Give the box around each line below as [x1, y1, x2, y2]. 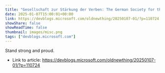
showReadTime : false [5, 25, 48, 30]
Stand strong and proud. [5, 47, 55, 54]
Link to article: [12, 57, 41, 63]
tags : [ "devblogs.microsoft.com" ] [5, 35, 76, 39]
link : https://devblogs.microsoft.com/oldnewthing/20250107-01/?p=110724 [5, 16, 160, 21]
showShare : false [5, 20, 41, 26]
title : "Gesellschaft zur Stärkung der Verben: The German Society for [5, 7, 155, 12]
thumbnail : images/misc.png [5, 30, 63, 35]
